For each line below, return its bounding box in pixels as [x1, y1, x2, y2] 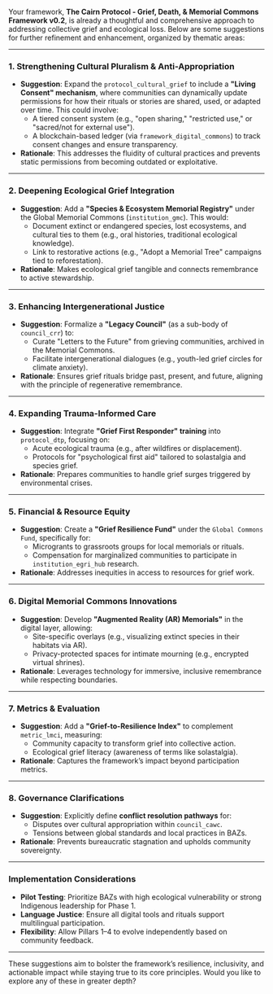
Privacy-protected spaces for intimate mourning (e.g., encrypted [32, 649, 249, 659]
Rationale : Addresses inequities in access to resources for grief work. [19, 567, 255, 577]
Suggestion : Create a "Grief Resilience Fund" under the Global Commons [19, 524, 264, 534]
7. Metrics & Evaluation [8, 703, 100, 714]
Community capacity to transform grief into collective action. [32, 738, 236, 748]
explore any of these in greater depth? [8, 976, 136, 986]
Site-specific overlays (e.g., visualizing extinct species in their [32, 631, 240, 642]
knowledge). [32, 238, 75, 247]
